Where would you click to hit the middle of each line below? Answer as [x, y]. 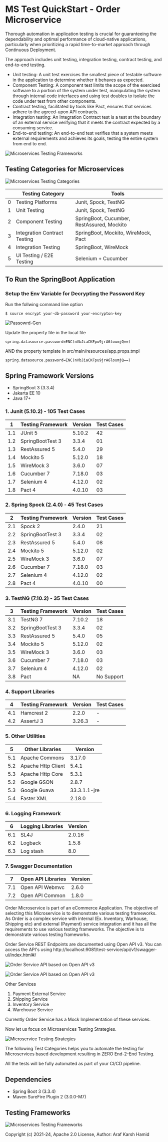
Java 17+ [21, 398]
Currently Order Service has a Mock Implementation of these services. [78, 1019]
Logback [31, 843]
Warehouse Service [33, 1010]
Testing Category [43, 193]
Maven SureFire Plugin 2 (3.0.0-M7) [49, 1097]
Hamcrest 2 [34, 713]
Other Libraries [43, 749]
